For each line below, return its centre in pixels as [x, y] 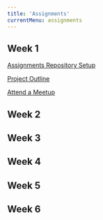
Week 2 [24, 114]
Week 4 [24, 162]
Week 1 [23, 49]
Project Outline [29, 79]
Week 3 [24, 138]
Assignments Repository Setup [51, 65]
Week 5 [24, 185]
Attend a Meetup [31, 92]
